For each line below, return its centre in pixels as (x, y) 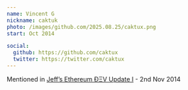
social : (18, 46)
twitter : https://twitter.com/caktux (69, 59)
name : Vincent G (31, 14)
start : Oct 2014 (31, 33)
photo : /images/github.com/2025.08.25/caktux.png (82, 27)
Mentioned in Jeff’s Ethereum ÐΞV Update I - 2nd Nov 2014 (94, 79)
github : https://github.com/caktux (66, 53)
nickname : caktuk (32, 20)
